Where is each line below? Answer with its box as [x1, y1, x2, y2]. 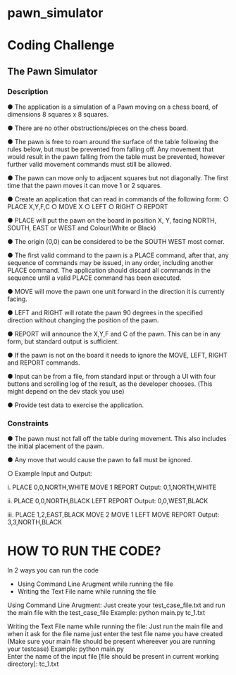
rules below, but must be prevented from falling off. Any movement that [7, 145, 214, 153]
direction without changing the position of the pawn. [7, 316, 159, 324]
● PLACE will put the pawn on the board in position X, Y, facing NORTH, [7, 216, 217, 225]
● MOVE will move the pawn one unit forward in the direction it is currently [7, 288, 225, 296]
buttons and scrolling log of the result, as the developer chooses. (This [7, 380, 213, 388]
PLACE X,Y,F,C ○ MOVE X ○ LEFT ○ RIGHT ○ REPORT [7, 203, 168, 211]
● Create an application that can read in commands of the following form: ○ [7, 195, 229, 204]
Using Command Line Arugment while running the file [17, 580, 174, 588]
